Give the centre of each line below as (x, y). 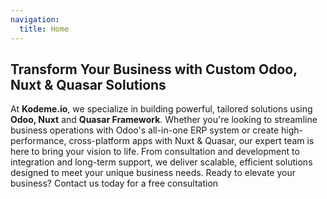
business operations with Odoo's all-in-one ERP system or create (145, 130)
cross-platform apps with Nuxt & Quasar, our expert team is (191, 141)
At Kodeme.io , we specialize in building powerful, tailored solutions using (161, 109)
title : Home (44, 29)
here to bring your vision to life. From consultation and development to (155, 152)
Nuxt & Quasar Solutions (88, 84)
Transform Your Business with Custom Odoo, (154, 69)
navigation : (35, 19)
